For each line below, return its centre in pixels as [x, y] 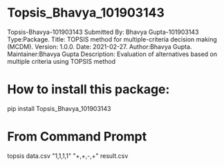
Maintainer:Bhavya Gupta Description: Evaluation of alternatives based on [112, 54]
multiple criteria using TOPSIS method [62, 61]
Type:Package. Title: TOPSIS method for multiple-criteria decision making [112, 39]
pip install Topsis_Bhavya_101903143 [59, 108]
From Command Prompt [77, 137]
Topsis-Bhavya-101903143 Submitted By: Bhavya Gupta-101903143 [103, 32]
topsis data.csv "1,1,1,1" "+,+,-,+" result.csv [68, 156]
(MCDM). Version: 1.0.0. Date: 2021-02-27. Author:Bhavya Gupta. [100, 46]
